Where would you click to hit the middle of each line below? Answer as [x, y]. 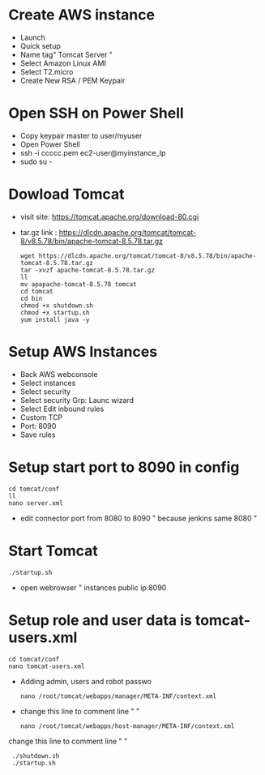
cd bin [31, 298]
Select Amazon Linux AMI [63, 63]
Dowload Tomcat [66, 194]
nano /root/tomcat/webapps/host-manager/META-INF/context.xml [127, 726]
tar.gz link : [38, 232]
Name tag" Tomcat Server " [66, 54]
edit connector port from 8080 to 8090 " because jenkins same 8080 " [139, 518]
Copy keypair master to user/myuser [81, 135]
